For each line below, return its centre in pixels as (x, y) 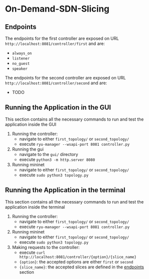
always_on (22, 53)
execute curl (32, 252)
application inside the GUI (31, 124)
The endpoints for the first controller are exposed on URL (62, 38)
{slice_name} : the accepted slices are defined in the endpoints (82, 267)
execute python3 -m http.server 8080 (57, 159)
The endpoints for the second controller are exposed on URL (66, 78)
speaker (20, 69)
